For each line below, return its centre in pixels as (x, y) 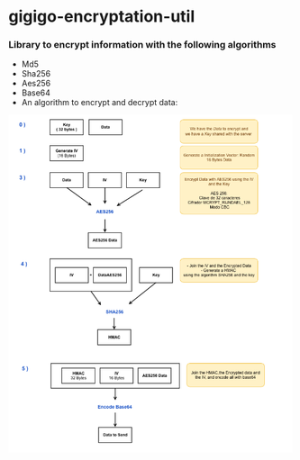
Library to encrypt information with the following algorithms (142, 45)
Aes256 (36, 84)
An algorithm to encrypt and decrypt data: (100, 103)
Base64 (36, 93)
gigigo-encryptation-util (102, 17)
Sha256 (36, 74)
